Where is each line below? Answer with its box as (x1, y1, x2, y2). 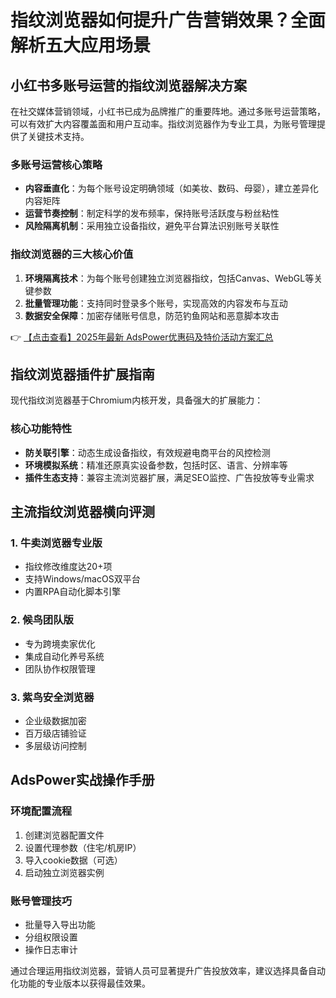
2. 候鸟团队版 (10, 613, 74, 627)
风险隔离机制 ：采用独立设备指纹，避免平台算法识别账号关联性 (24, 220, 280, 232)
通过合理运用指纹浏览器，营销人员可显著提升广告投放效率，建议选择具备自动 (10, 964, 326, 976)
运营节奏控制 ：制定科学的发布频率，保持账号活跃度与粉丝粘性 (24, 207, 280, 220)
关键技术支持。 (27, 131, 90, 142)
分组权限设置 (24, 931, 78, 943)
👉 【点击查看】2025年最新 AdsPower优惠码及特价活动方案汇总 (10, 331, 274, 343)
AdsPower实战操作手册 (10, 772, 155, 789)
